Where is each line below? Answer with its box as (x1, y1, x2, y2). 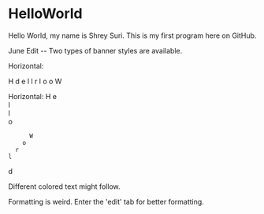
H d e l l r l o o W (8, 76, 62, 86)
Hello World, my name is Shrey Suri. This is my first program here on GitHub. (8, 31, 257, 40)
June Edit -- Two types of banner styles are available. (8, 46, 183, 55)
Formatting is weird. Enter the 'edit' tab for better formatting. (8, 197, 205, 206)
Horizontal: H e (8, 91, 58, 101)
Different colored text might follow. (8, 182, 121, 191)
